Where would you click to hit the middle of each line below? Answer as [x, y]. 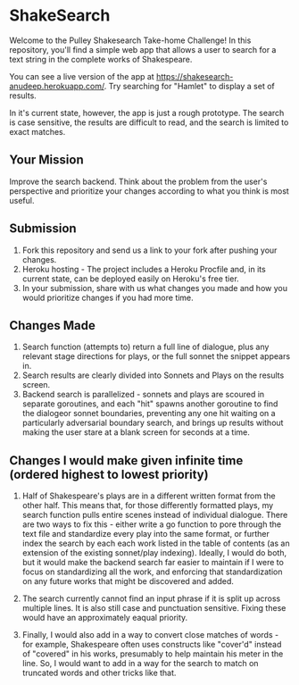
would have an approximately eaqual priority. [105, 618]
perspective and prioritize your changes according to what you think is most [149, 191]
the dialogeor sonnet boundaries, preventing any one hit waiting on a [149, 414]
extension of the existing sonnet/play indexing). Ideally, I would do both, [154, 553]
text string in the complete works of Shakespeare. [101, 59]
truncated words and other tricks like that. [99, 673]
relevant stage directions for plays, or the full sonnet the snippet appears [156, 356]
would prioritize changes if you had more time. [108, 297]
